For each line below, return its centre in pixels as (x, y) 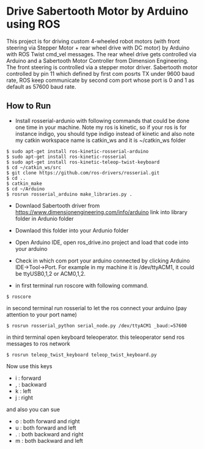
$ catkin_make (24, 184)
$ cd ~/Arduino (26, 189)
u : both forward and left (46, 428)
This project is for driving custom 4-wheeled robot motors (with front (93, 41)
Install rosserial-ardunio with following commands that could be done (102, 121)
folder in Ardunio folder (44, 218)
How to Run (29, 106)
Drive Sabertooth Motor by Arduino (97, 11)
